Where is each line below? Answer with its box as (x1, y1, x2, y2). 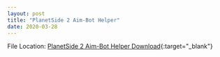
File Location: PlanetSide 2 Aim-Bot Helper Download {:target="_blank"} (7, 42, 213, 51)
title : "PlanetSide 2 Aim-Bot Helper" (7, 17, 120, 24)
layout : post (7, 10, 45, 17)
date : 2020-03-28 (7, 23, 58, 30)
